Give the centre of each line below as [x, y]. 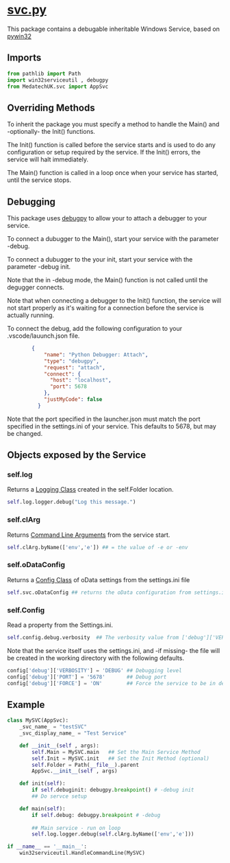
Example [26, 705]
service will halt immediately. [48, 159]
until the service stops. [39, 180]
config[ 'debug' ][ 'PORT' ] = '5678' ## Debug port [87, 677]
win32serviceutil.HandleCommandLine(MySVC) [82, 853]
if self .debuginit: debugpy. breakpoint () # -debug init [113, 790]
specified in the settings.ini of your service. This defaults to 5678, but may [112, 426]
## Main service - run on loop [76, 828]
